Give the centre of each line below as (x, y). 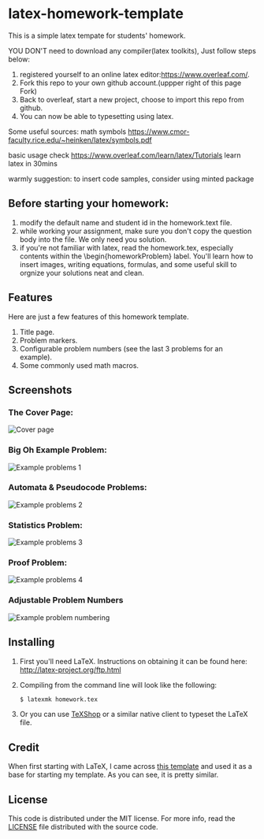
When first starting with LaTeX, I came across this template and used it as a (130, 767)
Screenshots (40, 390)
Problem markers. (48, 340)
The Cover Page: (41, 412)
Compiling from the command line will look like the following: (118, 685)
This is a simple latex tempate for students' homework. (97, 35)
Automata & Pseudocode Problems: (78, 488)
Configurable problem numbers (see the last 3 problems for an (121, 348)
